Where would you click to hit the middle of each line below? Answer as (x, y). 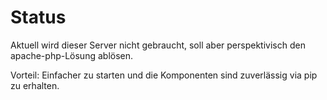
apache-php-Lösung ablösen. (72, 55)
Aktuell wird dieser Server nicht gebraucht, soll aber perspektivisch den (158, 45)
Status (38, 17)
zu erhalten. (35, 85)
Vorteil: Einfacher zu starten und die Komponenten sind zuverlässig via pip (164, 75)
